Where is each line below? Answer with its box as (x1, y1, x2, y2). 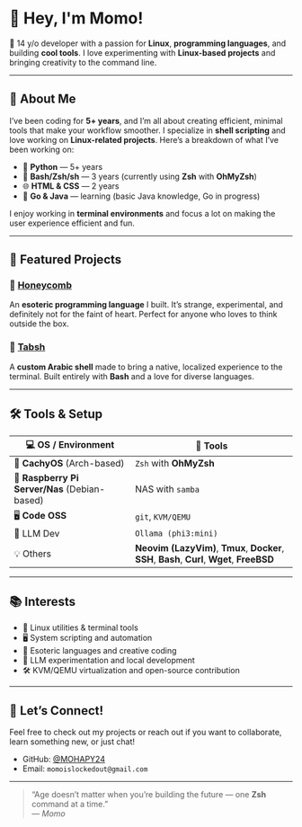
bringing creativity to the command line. (9, 57, 157, 67)
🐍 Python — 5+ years (22, 161, 103, 172)
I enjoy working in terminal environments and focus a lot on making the (9, 208, 276, 218)
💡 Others (13, 547, 52, 560)
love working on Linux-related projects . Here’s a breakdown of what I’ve (9, 134, 280, 145)
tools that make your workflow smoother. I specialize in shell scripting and (9, 125, 286, 136)
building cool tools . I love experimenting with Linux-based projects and (9, 47, 276, 58)
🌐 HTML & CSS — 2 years (22, 180, 120, 191)
